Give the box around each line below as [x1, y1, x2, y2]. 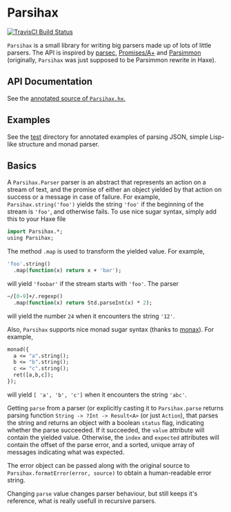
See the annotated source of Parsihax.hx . [7, 94, 126, 102]
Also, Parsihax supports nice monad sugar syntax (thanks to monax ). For [7, 325, 214, 333]
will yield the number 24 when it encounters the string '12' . [7, 312, 175, 320]
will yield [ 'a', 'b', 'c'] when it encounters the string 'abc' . [7, 390, 188, 399]
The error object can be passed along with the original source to [7, 461, 190, 469]
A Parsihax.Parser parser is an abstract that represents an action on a [7, 178, 207, 187]
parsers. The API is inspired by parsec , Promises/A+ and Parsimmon [7, 48, 201, 57]
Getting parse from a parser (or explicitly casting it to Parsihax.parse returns [7, 404, 224, 412]
